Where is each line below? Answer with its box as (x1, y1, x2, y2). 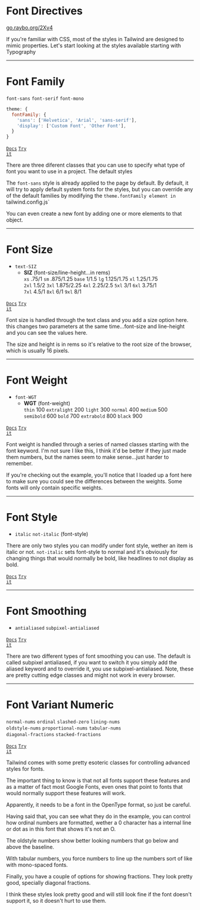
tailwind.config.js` (6, 198, 50, 206)
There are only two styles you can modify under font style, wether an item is (6, 542, 193, 549)
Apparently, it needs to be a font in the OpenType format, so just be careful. (6, 801, 192, 808)
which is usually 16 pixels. (6, 347, 70, 354)
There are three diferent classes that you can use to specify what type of (6, 161, 185, 168)
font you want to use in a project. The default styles (6, 168, 133, 175)
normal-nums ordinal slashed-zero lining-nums (6, 719, 120, 725)
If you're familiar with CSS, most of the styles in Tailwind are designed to (6, 35, 185, 42)
